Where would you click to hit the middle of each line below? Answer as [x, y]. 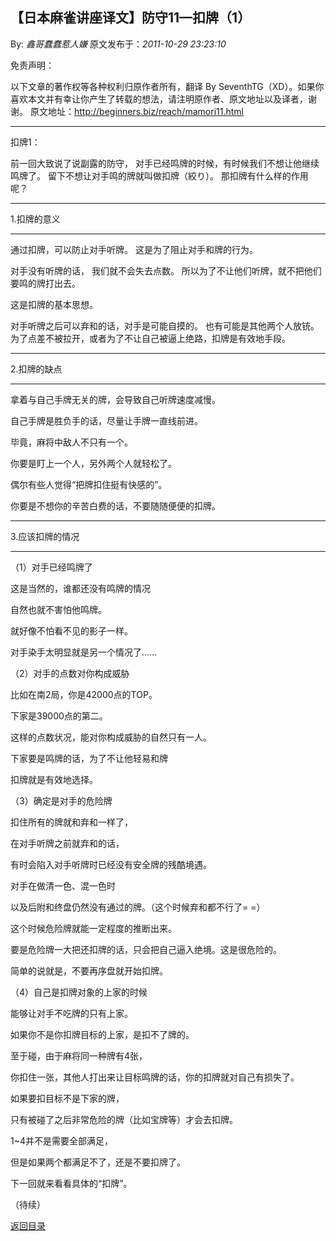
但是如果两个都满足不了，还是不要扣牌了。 [98, 1162]
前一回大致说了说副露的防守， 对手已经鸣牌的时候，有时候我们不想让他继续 [165, 163]
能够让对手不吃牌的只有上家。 [71, 1013]
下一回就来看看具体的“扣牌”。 [71, 1183]
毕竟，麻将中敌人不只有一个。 [71, 442]
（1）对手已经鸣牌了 [51, 567]
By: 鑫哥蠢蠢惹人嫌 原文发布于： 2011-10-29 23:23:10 [118, 44]
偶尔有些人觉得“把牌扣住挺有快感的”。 [89, 484]
